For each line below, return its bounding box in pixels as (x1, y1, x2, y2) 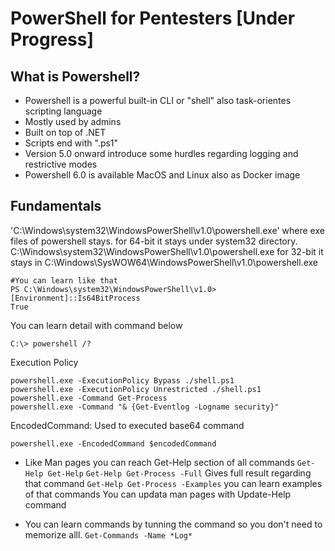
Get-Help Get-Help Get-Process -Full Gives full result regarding (47, 467, 312, 479)
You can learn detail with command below (10, 319, 183, 331)
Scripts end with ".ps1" (24, 137, 119, 149)
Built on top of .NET (24, 127, 107, 138)
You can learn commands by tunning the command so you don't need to (24, 518, 323, 530)
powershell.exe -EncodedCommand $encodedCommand (10, 438, 217, 449)
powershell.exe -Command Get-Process (10, 393, 168, 403)
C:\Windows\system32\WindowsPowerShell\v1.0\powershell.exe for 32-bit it (10, 245, 324, 257)
